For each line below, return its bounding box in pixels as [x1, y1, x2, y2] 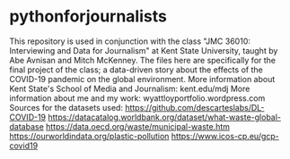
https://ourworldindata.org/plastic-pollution [9, 130, 170, 141]
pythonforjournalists [9, 6, 168, 27]
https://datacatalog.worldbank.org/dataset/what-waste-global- [48, 112, 281, 122]
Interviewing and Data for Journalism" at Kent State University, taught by [9, 45, 278, 55]
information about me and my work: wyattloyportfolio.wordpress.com [9, 92, 266, 104]
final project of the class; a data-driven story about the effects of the [9, 64, 263, 75]
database [9, 121, 45, 131]
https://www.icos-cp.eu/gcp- [171, 130, 280, 141]
